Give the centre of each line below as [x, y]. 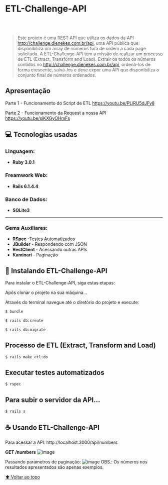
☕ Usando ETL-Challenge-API [52, 428]
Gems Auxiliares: [26, 228]
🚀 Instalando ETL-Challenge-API [56, 271]
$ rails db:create [24, 321]
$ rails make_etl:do [27, 357]
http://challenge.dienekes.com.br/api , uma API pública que [78, 43]
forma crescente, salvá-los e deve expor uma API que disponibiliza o [88, 70]
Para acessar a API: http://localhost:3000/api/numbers [61, 442]
